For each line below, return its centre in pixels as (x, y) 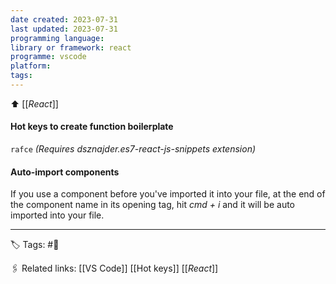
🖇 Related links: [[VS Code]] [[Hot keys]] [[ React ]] (114, 268)
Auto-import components (65, 172)
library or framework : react (71, 47)
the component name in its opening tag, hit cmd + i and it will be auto (153, 205)
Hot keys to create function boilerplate (92, 127)
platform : (31, 66)
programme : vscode (48, 57)
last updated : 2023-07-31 (64, 29)
